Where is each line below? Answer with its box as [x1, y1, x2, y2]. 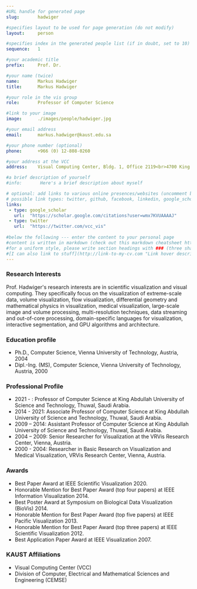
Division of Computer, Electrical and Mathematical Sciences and [14, 570, 170, 577]
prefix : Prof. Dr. [6, 62, 62, 68]
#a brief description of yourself [6, 174, 91, 181]
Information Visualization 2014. [14, 492, 90, 499]
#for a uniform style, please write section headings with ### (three [6, 245, 182, 251]
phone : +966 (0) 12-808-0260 [6, 148, 91, 154]
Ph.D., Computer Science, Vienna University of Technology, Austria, [14, 349, 179, 356]
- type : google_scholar [8, 207, 67, 213]
